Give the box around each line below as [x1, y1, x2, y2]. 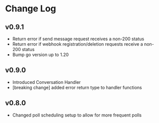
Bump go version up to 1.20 [12, 52, 69, 58]
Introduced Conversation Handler [12, 79, 81, 85]
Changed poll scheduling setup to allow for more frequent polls [12, 112, 142, 118]
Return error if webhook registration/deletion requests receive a [12, 41, 143, 47]
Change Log [5, 3, 56, 14]
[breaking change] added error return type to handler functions [12, 84, 142, 90]
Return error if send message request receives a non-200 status [12, 36, 145, 42]
